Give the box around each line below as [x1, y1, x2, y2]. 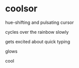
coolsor [5, 3, 37, 14]
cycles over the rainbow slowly [5, 29, 69, 35]
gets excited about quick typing [5, 38, 70, 45]
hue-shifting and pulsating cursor [5, 19, 74, 25]
